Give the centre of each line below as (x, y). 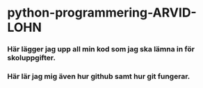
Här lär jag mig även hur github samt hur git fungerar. (99, 76)
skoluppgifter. (31, 58)
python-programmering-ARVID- (102, 13)
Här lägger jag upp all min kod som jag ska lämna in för (101, 49)
